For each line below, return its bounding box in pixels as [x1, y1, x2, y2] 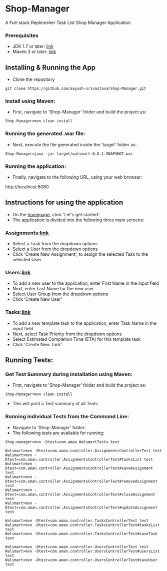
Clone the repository [12, 76, 55, 82]
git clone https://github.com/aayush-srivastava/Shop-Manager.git [5, 86, 146, 91]
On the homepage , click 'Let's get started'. [12, 211, 100, 217]
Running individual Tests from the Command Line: [5, 413, 129, 420]
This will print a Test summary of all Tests [12, 401, 98, 407]
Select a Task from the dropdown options [12, 241, 98, 247]
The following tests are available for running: [12, 430, 104, 436]
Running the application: [5, 163, 66, 170]
